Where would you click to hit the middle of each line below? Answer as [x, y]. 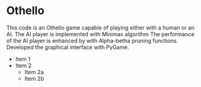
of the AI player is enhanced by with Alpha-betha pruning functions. [92, 40]
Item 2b [34, 78]
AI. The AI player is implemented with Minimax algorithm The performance [100, 34]
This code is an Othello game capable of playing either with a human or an [100, 28]
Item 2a [34, 72]
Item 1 [23, 59]
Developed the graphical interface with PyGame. [68, 47]
